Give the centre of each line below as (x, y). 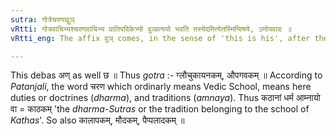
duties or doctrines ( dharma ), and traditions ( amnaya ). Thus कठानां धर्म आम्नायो (165, 98)
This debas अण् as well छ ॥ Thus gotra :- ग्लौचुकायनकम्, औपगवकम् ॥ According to (166, 75)
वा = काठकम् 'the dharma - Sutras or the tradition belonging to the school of (160, 109)
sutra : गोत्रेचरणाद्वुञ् (42, 19)
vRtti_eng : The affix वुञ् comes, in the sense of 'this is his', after (160, 38)
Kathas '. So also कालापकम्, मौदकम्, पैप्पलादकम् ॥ (97, 120)
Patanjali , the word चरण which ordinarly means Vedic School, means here (161, 87)
